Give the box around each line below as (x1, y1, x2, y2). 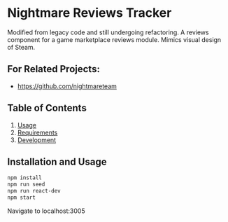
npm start (7, 194, 36, 201)
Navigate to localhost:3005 (7, 207, 85, 215)
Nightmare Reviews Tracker (7, 5, 172, 21)
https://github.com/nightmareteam (17, 82, 117, 90)
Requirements (17, 128, 58, 137)
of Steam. (7, 43, 36, 51)
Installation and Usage (7, 155, 107, 167)
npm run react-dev (7, 188, 61, 195)
